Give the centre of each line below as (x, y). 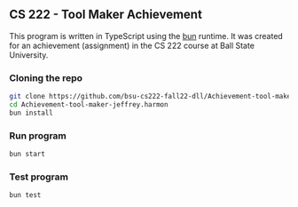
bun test (25, 195)
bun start (27, 155)
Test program (39, 177)
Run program (38, 135)
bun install (31, 113)
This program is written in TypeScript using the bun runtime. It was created (146, 36)
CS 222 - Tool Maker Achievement (106, 15)
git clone (27, 97)
